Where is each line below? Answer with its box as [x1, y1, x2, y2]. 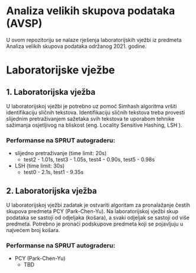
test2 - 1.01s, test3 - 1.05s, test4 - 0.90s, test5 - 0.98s [23, 156, 155, 163]
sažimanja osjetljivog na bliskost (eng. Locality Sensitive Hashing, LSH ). [6, 121, 182, 129]
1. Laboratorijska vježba [6, 87, 96, 97]
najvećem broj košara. [6, 227, 60, 234]
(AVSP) [6, 17, 43, 30]
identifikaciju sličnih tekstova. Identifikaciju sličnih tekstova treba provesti [6, 108, 185, 116]
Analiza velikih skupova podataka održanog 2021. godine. [6, 43, 147, 50]
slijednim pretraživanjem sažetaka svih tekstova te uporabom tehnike [6, 115, 175, 122]
